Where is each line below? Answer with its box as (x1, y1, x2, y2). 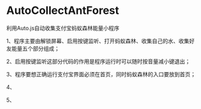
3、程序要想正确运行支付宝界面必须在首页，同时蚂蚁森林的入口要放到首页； (6, 70, 196, 78)
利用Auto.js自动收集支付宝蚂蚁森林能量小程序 (6, 24, 120, 31)
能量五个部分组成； (11, 45, 60, 52)
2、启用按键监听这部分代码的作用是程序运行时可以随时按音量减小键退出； (6, 58, 191, 65)
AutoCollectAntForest (6, 4, 120, 18)
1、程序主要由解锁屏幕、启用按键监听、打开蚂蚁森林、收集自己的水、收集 (6, 37, 189, 44)
